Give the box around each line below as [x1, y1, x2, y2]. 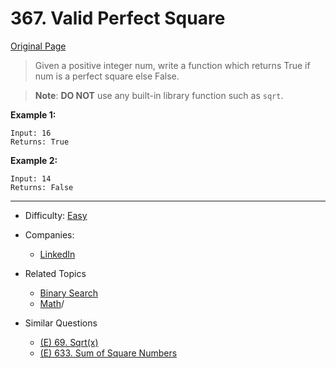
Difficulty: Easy [24, 209, 88, 221]
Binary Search [39, 287, 99, 299]
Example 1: [10, 108, 57, 121]
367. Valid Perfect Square [10, 7, 226, 30]
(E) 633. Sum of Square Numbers [39, 347, 178, 359]
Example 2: [10, 154, 58, 166]
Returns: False [10, 182, 74, 192]
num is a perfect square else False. [34, 70, 180, 82]
